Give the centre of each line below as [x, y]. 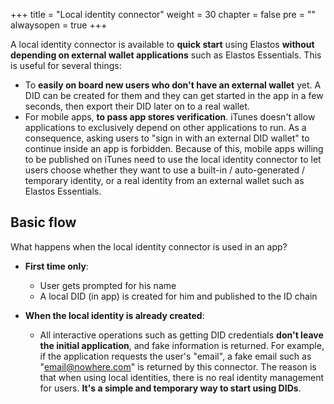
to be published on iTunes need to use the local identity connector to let [173, 159]
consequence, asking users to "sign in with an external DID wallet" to [167, 138]
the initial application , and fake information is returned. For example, [182, 345]
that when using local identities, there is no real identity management [182, 377]
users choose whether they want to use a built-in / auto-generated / [164, 170]
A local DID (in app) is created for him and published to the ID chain [178, 296]
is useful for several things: [66, 65]
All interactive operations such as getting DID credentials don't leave [181, 335]
